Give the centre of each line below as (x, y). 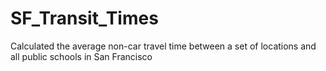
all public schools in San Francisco (81, 56)
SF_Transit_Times (84, 18)
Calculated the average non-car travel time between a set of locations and (163, 46)
